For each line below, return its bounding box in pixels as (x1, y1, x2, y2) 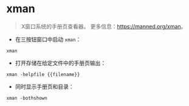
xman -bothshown (6, 95, 47, 101)
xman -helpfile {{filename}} (6, 71, 80, 77)
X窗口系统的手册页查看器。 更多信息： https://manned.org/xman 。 (21, 23, 187, 30)
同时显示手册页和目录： (15, 83, 74, 90)
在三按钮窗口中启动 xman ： (15, 35, 81, 43)
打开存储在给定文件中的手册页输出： (15, 59, 106, 66)
